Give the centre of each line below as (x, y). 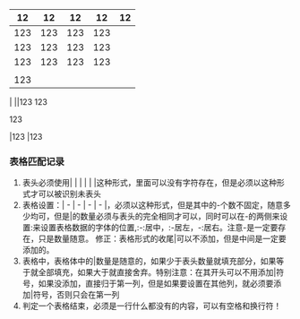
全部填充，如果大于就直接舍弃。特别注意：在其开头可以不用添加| (157, 272)
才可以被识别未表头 (65, 194)
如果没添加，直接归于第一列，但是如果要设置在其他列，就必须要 (156, 284)
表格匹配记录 (37, 161)
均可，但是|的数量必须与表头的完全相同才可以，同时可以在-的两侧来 (155, 216)
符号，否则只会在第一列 (76, 295)
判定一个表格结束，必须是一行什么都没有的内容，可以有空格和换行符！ (152, 306)
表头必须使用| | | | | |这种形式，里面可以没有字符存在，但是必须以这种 (150, 183)
